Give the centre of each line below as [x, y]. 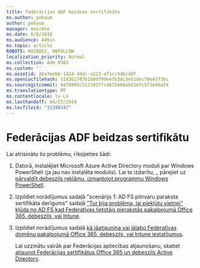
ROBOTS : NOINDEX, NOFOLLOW [40, 51]
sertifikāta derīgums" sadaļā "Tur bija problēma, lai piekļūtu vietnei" [99, 203]
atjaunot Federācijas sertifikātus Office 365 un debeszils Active [94, 252]
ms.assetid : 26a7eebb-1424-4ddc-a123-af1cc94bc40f [71, 74]
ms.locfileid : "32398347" [39, 107]
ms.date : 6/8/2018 [29, 34]
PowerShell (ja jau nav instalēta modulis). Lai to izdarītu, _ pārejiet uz [100, 172]
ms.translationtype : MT [36, 91]
